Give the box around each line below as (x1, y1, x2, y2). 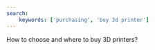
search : (6, 10, 29, 17)
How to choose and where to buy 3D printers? (6, 35, 138, 43)
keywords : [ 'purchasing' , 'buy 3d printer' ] (19, 16, 149, 23)
